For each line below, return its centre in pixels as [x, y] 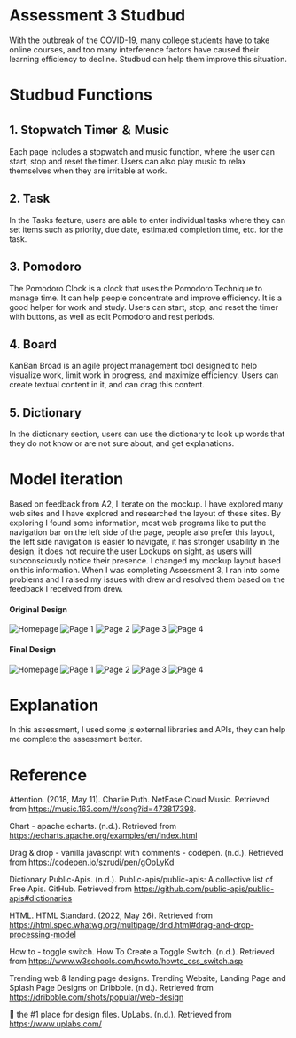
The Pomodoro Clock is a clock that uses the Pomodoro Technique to [136, 288]
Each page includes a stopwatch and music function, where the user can [142, 151]
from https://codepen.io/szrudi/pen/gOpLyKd [92, 862]
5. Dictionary [46, 413]
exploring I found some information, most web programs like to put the [138, 523]
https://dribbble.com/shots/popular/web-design [97, 997]
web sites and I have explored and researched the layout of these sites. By [145, 514]
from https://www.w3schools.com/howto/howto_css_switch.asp [126, 962]
